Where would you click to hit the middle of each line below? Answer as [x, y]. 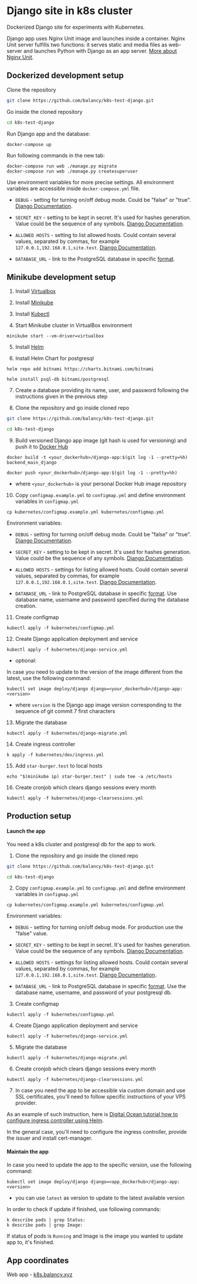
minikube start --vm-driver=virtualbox [55, 336]
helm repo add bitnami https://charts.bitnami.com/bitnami [80, 369]
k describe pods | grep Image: [45, 1225]
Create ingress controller [45, 744]
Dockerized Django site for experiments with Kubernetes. [76, 27]
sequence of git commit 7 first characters [65, 711]
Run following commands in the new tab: [56, 155]
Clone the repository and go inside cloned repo [72, 408]
